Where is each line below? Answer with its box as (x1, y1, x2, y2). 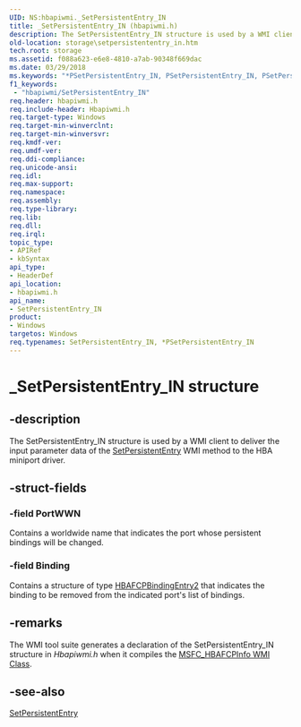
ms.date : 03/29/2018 (9, 64, 87, 73)
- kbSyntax (9, 254, 50, 264)
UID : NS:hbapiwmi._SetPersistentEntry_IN (9, 13, 167, 22)
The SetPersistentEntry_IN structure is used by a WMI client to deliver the (9, 435, 280, 446)
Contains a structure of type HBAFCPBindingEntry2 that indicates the (9, 579, 265, 591)
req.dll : (9, 221, 42, 230)
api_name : (9, 296, 47, 305)
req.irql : (9, 229, 47, 238)
